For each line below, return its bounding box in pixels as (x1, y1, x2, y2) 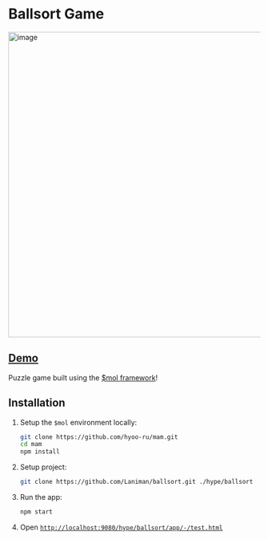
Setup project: (19, 462, 67, 472)
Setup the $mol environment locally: (19, 417, 138, 427)
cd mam (19, 441, 42, 449)
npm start (19, 508, 54, 516)
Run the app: (19, 493, 62, 502)
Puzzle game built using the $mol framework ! (8, 372, 158, 382)
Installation (8, 396, 66, 410)
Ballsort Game (8, 5, 105, 23)
